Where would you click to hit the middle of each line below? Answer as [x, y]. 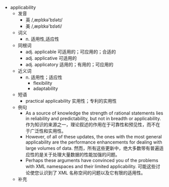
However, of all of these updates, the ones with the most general [94, 137]
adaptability [46, 88]
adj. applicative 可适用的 [51, 58]
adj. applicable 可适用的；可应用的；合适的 [71, 52]
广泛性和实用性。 [48, 131]
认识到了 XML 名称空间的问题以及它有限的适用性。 [92, 173]
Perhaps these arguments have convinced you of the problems [92, 160]
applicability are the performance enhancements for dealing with [94, 142]
